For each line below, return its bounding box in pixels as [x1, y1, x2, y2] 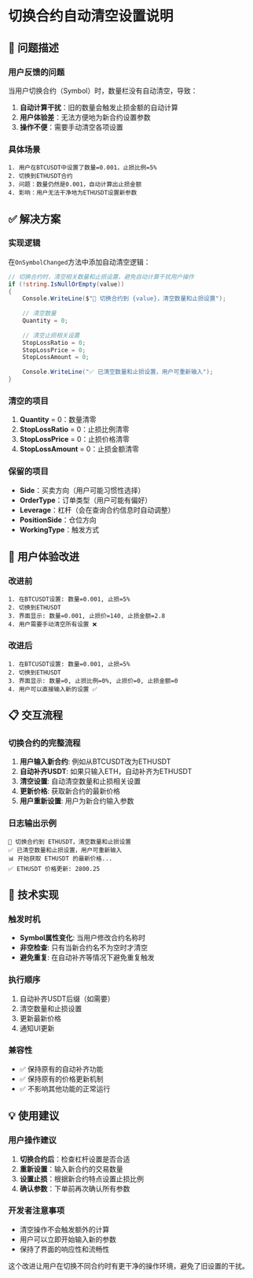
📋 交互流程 [8, 708, 64, 721]
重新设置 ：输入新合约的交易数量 [19, 1164, 123, 1173]
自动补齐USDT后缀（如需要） [19, 994, 115, 1003]
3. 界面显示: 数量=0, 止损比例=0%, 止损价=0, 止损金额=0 [8, 676, 178, 685]
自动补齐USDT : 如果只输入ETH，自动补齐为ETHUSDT [19, 767, 192, 776]
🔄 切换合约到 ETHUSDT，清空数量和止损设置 [8, 838, 131, 846]
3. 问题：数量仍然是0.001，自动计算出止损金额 [8, 180, 142, 189]
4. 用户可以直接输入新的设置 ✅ [8, 685, 98, 693]
